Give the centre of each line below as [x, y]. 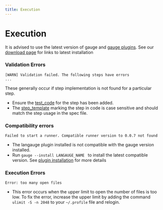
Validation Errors [25, 65]
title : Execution [23, 9]
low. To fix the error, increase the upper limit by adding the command [81, 197]
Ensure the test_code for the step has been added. [63, 103]
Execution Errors [25, 173]
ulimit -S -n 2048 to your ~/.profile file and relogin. [66, 202]
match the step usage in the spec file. [50, 113]
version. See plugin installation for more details [59, 160]
